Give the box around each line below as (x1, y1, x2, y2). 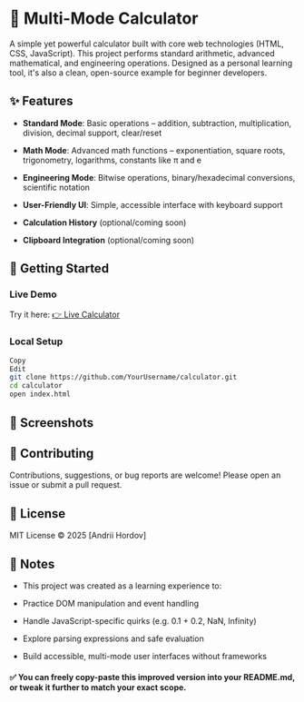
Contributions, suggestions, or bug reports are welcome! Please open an (9, 470, 281, 480)
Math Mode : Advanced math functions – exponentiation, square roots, (22, 144, 286, 155)
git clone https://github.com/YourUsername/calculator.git (9, 372, 238, 382)
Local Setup (9, 335, 64, 348)
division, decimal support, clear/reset (22, 127, 162, 138)
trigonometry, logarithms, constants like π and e (22, 154, 202, 165)
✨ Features (9, 94, 74, 109)
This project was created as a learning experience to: (22, 580, 222, 591)
